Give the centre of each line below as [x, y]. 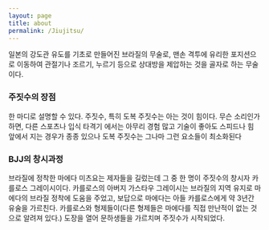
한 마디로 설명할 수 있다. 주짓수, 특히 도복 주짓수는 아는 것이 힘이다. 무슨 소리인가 [134, 116]
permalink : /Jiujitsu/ [46, 30]
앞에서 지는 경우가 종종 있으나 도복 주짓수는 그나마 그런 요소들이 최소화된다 [125, 136]
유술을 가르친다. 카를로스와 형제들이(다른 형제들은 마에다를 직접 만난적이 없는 [128, 208]
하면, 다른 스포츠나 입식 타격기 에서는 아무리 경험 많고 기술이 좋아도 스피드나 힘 [131, 126]
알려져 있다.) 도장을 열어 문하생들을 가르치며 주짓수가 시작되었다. [124, 218]
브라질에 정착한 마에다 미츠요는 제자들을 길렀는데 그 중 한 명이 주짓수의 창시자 [129, 178]
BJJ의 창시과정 [36, 159]
